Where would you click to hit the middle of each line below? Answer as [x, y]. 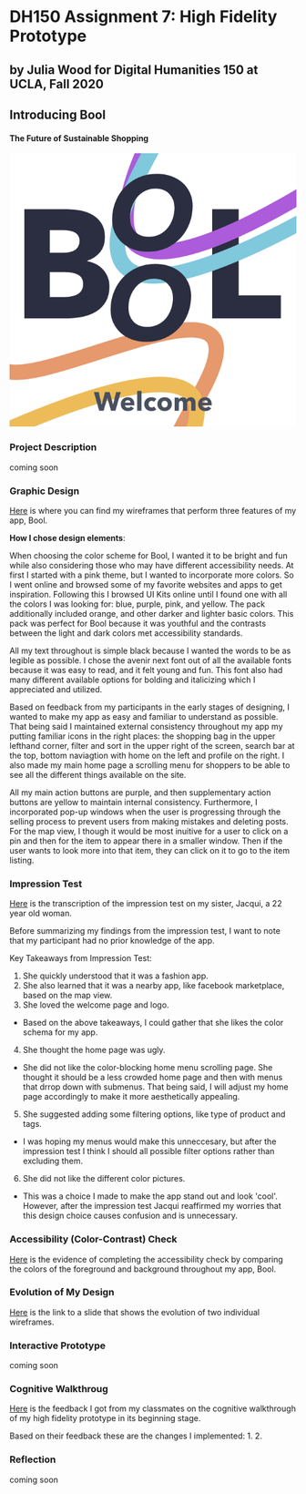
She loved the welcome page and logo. [96, 1005]
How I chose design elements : [67, 537]
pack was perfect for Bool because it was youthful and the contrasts [138, 623]
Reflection [33, 1459]
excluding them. [53, 1161]
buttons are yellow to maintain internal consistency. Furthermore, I [133, 802]
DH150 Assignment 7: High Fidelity [143, 17]
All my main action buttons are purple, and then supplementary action [140, 792]
